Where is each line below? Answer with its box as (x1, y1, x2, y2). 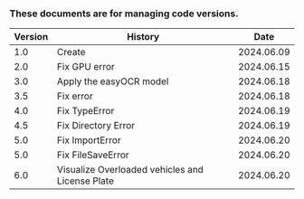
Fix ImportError (57, 134, 121, 147)
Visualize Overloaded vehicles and (57, 164, 204, 176)
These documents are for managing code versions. (9, 7, 239, 20)
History (126, 31, 160, 43)
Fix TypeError (57, 105, 115, 118)
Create (57, 46, 86, 59)
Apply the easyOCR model (57, 75, 169, 88)
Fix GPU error (57, 61, 115, 73)
